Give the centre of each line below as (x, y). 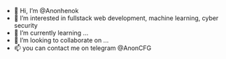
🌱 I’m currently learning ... (51, 33)
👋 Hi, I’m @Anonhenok (46, 11)
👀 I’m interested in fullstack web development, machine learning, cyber (116, 18)
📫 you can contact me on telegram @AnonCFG (83, 48)
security (26, 25)
